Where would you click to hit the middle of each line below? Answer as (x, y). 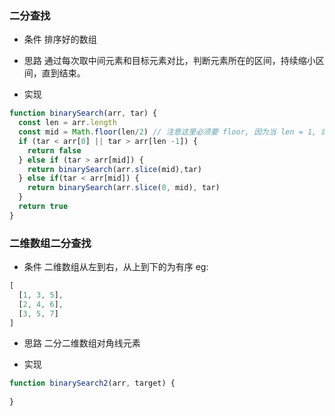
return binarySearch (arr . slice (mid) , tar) (114, 169)
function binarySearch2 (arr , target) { (92, 383)
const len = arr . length (67, 123)
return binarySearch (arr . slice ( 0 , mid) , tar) (124, 188)
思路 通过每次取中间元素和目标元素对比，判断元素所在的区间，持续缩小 (169, 61)
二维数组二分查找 (50, 243)
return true (43, 207)
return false (54, 150)
